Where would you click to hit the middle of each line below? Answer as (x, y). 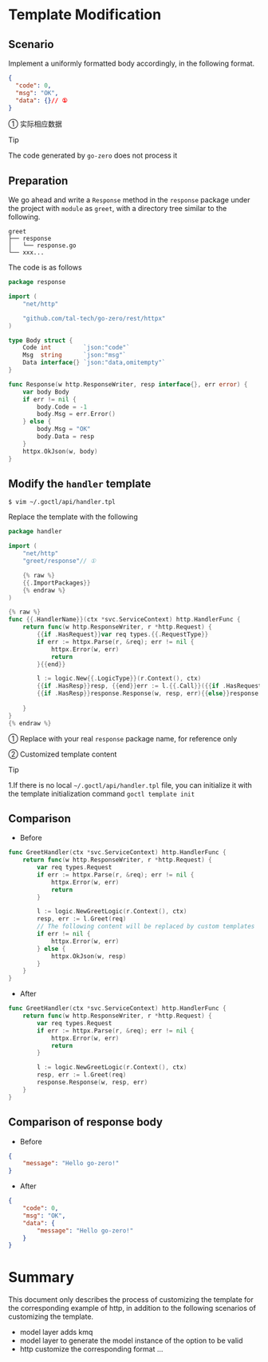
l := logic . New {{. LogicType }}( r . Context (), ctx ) (119, 679)
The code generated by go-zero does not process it (93, 156)
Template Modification (85, 15)
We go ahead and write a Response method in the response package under (129, 200)
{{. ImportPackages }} (57, 583)
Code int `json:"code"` (76, 348)
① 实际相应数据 (35, 124)
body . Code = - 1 (62, 407)
